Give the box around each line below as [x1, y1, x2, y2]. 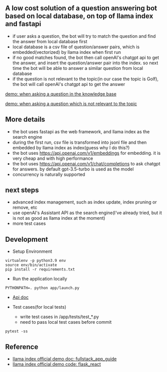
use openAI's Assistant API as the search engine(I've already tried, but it [12, 210, 162, 216]
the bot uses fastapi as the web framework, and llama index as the [12, 128, 150, 135]
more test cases [12, 221, 46, 227]
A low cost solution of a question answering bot [5, 4, 157, 13]
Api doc [12, 294, 29, 301]
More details [5, 115, 45, 124]
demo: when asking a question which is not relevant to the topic [5, 101, 137, 107]
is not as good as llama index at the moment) [12, 215, 105, 221]
